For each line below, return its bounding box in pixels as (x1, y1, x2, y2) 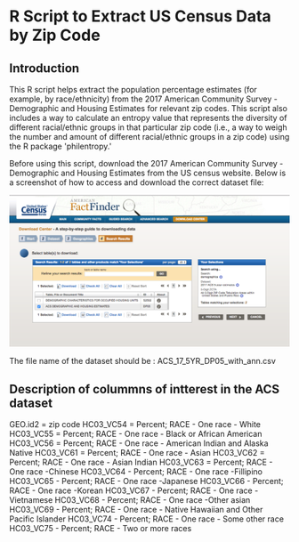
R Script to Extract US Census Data (9, 6, 271, 27)
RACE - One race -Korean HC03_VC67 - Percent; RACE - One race (9, 485, 254, 496)
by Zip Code (9, 25, 101, 45)
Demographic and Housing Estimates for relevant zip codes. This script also (9, 103, 287, 113)
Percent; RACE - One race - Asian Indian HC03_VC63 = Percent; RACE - (9, 457, 273, 467)
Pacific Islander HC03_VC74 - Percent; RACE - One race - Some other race (9, 514, 285, 524)
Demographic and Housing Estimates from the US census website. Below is (9, 167, 287, 178)
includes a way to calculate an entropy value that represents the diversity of (9, 113, 287, 123)
